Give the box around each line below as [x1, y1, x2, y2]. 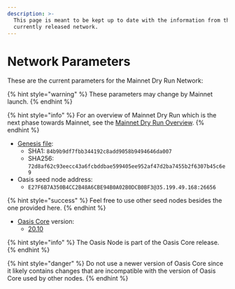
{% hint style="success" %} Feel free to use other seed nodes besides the [7, 197, 222, 205]
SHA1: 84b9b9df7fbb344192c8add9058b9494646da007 [27, 147, 173, 155]
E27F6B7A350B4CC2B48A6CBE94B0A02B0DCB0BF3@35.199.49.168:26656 [27, 184, 217, 191]
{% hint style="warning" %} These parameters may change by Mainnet [7, 90, 213, 99]
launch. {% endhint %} [7, 97, 73, 106]
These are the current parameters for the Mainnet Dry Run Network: [7, 76, 204, 85]
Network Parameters [7, 53, 131, 69]
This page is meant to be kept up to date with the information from [13, 17, 220, 24]
